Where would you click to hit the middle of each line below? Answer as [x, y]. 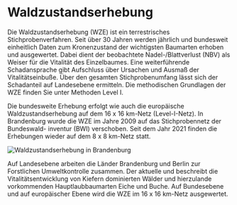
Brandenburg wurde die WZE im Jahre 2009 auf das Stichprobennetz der [115, 121]
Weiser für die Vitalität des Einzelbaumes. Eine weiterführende [99, 62]
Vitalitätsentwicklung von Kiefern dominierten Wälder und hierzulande [110, 179]
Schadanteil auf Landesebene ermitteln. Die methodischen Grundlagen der [117, 84]
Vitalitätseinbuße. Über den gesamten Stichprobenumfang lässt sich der [113, 77]
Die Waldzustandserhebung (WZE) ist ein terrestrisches [89, 32]
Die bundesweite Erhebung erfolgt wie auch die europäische [96, 106]
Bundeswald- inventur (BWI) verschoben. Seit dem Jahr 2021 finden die [112, 128]
